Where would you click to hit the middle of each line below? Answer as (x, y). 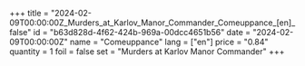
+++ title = (30, 13)
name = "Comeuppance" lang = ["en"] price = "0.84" (169, 42)
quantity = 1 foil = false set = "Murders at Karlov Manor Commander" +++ (147, 52)
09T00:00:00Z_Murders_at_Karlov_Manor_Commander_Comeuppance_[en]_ (152, 23)
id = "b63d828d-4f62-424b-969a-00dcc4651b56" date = (142, 32)
